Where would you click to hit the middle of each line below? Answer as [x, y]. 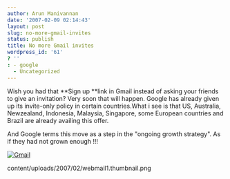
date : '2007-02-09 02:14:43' [49, 20]
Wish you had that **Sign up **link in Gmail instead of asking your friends [113, 91]
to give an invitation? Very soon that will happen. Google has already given [113, 98]
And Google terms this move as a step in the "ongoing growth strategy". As [114, 134]
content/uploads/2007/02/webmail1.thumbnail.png [79, 168]
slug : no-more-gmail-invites [49, 33]
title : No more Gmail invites [51, 46]
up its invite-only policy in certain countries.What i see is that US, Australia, [114, 106]
